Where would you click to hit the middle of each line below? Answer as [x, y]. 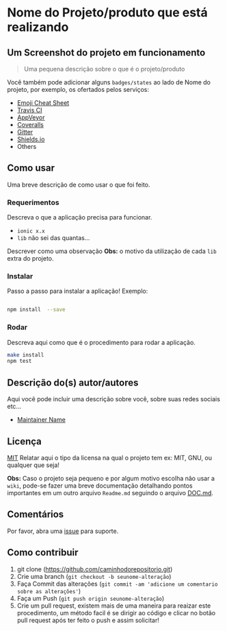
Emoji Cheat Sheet [43, 103]
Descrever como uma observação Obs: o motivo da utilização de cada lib [112, 251]
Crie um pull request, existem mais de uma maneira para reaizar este [114, 606]
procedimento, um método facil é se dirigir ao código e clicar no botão [116, 612]
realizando [38, 27]
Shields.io [31, 139]
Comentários [36, 515]
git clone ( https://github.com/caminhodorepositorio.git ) [95, 569]
